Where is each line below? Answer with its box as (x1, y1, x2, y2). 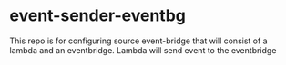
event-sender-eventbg (9, 5, 187, 26)
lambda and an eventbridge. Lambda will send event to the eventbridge (9, 44, 277, 55)
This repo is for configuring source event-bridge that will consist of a (9, 35, 268, 46)
